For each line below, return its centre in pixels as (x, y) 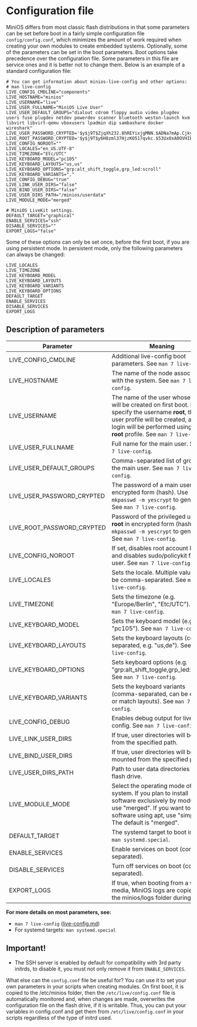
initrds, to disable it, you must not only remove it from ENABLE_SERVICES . (100, 969)
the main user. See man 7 (146, 468)
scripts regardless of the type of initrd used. (59, 1018)
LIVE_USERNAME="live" (33, 102)
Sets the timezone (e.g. (144, 597)
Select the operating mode (148, 786)
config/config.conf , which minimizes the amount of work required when (94, 39)
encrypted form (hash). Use (150, 492)
